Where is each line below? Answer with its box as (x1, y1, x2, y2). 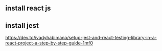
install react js (5, 4, 51, 13)
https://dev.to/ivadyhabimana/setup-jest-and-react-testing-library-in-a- (5, 35, 157, 41)
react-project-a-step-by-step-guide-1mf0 (5, 40, 94, 46)
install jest (5, 21, 39, 30)
